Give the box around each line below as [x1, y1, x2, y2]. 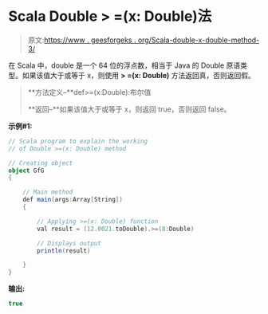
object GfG [8, 167, 45, 175]
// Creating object [8, 159, 73, 167]
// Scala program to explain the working [8, 137, 148, 145]
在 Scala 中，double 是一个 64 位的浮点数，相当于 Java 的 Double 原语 [8, 61, 241, 70]
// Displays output [37, 239, 102, 247]
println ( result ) [37, 246, 91, 255]
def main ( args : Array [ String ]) [22, 196, 124, 204]
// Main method [22, 188, 73, 196]
